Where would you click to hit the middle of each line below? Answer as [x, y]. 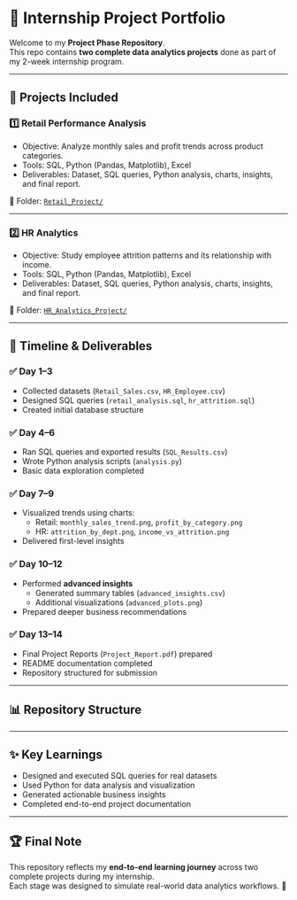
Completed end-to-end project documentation [107, 804]
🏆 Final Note [46, 841]
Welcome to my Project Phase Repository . [87, 43]
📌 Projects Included [64, 98]
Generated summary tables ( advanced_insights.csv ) [130, 593]
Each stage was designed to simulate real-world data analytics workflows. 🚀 [148, 886]
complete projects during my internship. [82, 877]
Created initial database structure [83, 409]
